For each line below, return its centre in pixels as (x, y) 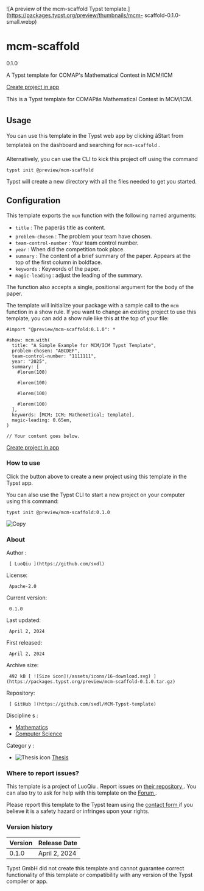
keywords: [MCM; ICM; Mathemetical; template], (73, 415)
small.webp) (22, 22)
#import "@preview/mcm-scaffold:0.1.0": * (61, 329)
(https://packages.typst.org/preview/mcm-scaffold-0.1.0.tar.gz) (91, 682)
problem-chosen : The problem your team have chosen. (83, 236)
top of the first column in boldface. (58, 262)
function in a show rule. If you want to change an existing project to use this (101, 312)
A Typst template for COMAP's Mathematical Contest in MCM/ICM (90, 75)
